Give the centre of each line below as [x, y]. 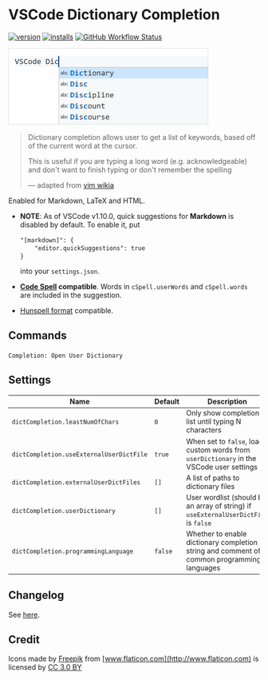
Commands [38, 336]
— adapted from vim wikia [71, 185]
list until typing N [214, 422]
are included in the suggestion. [71, 295]
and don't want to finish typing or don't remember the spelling [130, 169]
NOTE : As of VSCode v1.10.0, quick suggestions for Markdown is [126, 216]
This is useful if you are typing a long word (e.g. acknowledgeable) [137, 161]
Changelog [36, 596]
